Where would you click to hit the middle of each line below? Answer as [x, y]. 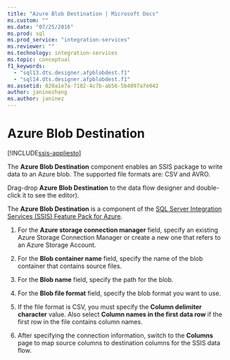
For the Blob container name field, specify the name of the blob [110, 258]
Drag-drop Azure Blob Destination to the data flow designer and [101, 188]
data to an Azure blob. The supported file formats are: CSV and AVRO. [109, 174]
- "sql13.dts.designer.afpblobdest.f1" [72, 72]
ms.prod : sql [26, 33]
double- [208, 188]
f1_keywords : [26, 66]
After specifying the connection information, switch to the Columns [115, 335]
